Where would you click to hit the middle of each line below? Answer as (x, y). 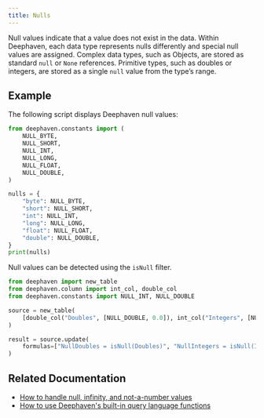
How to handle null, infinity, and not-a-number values (106, 397)
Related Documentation (67, 378)
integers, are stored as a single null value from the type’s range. (112, 71)
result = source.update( (49, 339)
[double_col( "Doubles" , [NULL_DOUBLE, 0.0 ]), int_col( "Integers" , (133, 318)
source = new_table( (42, 311)
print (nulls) (29, 253)
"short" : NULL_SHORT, (57, 209)
